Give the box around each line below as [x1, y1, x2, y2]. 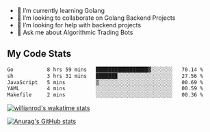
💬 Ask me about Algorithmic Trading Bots [16, 28, 133, 36]
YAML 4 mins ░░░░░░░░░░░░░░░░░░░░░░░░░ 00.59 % [7, 85, 204, 92]
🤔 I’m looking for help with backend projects [16, 21, 142, 29]
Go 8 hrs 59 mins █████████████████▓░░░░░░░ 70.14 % [7, 66, 204, 73]
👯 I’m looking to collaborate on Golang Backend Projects [16, 14, 176, 22]
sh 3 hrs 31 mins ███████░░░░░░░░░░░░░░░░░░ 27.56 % [7, 72, 204, 79]
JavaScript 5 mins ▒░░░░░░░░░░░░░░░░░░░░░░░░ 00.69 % [7, 79, 204, 85]
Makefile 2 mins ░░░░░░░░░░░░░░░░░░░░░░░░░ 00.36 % [7, 92, 204, 98]
